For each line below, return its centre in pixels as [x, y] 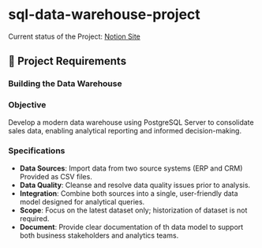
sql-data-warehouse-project [105, 15]
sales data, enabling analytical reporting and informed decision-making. [125, 130]
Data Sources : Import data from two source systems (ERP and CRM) [131, 168]
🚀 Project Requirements [67, 61]
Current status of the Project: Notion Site [74, 36]
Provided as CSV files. [56, 176]
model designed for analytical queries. [82, 201]
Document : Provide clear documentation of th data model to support [131, 227]
